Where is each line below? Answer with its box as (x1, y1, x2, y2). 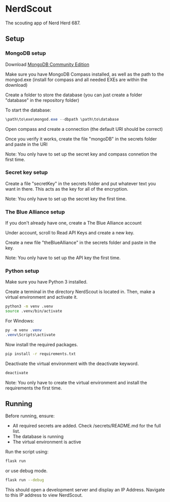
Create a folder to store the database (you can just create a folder (5, 92, 143, 98)
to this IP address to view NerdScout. (5, 492, 83, 498)
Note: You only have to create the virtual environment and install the (5, 379, 147, 385)
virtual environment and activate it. (5, 294, 78, 300)
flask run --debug (5, 478, 44, 483)
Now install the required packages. (5, 341, 78, 347)
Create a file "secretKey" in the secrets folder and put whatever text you (5, 181, 156, 187)
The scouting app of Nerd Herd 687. (5, 20, 81, 26)
